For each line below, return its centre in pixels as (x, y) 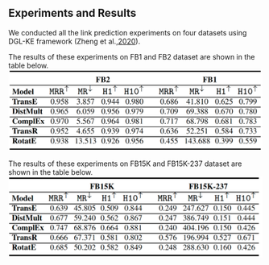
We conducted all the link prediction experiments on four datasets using (128, 32)
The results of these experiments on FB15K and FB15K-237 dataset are (125, 164)
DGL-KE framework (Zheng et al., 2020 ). (74, 41)
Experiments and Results (72, 13)
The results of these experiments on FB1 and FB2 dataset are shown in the (132, 56)
